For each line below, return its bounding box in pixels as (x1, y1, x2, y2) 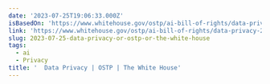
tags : (8, 42, 27, 50)
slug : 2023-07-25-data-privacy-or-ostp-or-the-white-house (8, 34, 211, 42)
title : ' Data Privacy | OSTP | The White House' (8, 64, 182, 72)
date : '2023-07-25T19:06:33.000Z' (8, 11, 125, 20)
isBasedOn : (8, 19, 45, 27)
